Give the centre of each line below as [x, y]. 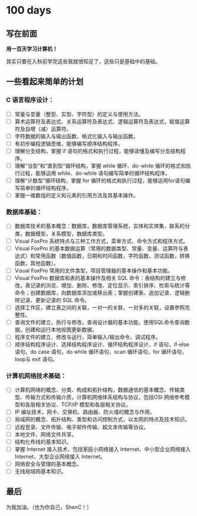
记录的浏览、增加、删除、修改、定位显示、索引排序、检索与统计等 [110, 285]
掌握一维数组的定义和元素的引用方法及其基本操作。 [76, 195]
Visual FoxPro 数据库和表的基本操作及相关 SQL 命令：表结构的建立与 [98, 277]
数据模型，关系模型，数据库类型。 [66, 233]
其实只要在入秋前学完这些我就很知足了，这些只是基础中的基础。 [83, 61]
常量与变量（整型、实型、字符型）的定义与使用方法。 [79, 114]
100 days [29, 10]
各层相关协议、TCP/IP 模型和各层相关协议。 [78, 404]
